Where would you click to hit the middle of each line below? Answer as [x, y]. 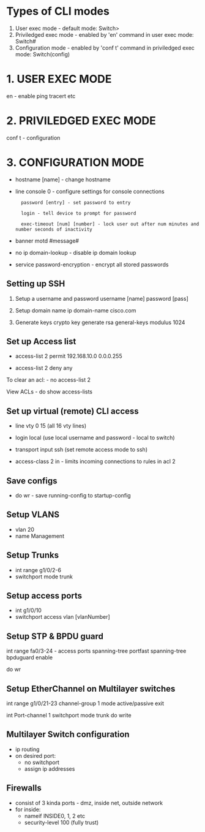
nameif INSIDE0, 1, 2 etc [55, 815]
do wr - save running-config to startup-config [73, 495]
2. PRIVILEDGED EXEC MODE [81, 121]
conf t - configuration [33, 138]
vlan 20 [25, 529]
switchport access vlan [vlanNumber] [62, 617]
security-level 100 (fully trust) [61, 822]
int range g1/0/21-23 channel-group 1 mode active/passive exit [85, 703]
